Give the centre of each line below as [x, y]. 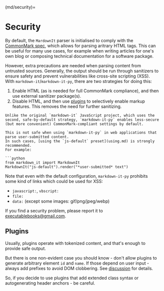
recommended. [18, 145]
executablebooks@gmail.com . [36, 216]
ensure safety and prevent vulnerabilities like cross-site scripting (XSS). [78, 76]
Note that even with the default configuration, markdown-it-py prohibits [77, 176]
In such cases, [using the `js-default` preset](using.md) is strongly [80, 141]
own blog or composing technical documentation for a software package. [79, 56]
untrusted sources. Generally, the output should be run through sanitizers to [82, 71]
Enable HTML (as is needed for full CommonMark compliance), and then [85, 91]
